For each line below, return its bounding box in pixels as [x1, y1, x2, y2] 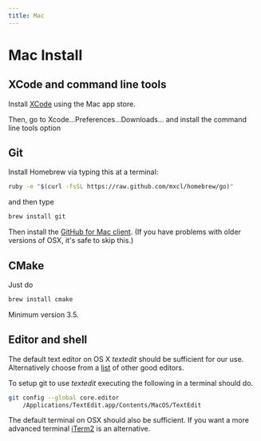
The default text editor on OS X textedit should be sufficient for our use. [8, 354, 244, 364]
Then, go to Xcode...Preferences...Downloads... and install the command [8, 114, 247, 124]
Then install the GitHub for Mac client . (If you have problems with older [8, 227, 242, 236]
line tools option [8, 123, 61, 133]
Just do [8, 280, 34, 289]
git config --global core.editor [8, 393, 120, 402]
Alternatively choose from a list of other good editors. [8, 363, 185, 372]
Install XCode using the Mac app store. [8, 99, 136, 109]
